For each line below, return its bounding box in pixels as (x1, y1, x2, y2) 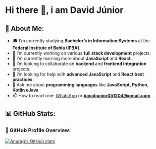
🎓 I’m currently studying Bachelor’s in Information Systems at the (12, 38, 150, 44)
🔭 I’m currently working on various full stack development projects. (12, 50, 151, 56)
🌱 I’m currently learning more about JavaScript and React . (12, 56, 132, 61)
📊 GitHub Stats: (5, 109, 56, 118)
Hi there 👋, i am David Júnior (5, 4, 124, 16)
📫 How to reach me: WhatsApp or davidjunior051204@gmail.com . (12, 93, 152, 98)
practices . (12, 76, 34, 82)
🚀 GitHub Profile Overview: (5, 127, 71, 134)
